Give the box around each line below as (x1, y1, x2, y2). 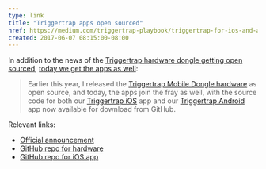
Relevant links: (8, 120, 55, 129)
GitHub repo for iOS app (19, 152, 99, 162)
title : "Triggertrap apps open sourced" (8, 19, 144, 27)
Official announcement (19, 136, 95, 145)
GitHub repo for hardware (19, 144, 104, 153)
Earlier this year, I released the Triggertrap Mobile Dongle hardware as (27, 79, 257, 89)
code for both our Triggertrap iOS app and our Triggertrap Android (27, 96, 245, 106)
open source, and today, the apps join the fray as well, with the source (27, 88, 257, 98)
